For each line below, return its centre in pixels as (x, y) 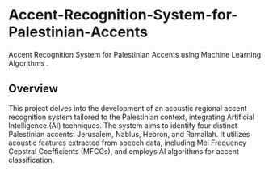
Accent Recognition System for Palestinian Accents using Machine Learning (135, 54)
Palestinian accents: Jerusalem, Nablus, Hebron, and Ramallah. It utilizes (129, 134)
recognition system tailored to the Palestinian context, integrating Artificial (131, 117)
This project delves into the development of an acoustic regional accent (128, 108)
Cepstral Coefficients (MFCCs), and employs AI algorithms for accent (124, 151)
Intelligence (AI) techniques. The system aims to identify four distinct (123, 125)
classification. (32, 160)
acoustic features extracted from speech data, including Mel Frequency (128, 143)
